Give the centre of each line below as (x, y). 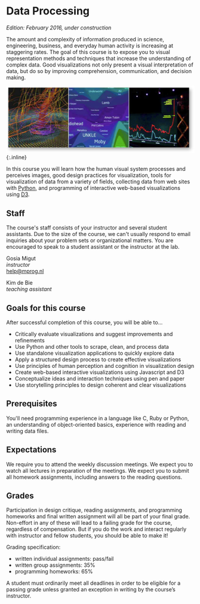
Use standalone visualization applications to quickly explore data (94, 353)
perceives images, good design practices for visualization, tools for (89, 176)
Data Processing (48, 11)
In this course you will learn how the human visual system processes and (96, 169)
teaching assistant (29, 289)
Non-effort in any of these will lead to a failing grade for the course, (89, 523)
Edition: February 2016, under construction (59, 28)
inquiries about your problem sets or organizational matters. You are (90, 240)
